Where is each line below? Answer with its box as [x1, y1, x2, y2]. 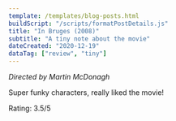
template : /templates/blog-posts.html [8, 11, 140, 20]
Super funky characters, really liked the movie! [8, 88, 165, 97]
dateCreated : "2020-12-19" [8, 42, 100, 50]
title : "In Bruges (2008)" [8, 27, 100, 35]
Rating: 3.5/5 [8, 103, 51, 113]
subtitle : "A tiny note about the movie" [8, 34, 151, 43]
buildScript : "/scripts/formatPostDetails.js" [8, 19, 169, 28]
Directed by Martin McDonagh [8, 72, 110, 81]
